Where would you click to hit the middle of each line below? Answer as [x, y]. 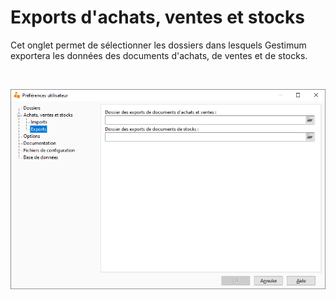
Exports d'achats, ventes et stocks [157, 17]
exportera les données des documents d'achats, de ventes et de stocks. [159, 55]
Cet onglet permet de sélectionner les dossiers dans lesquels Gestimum [158, 45]
